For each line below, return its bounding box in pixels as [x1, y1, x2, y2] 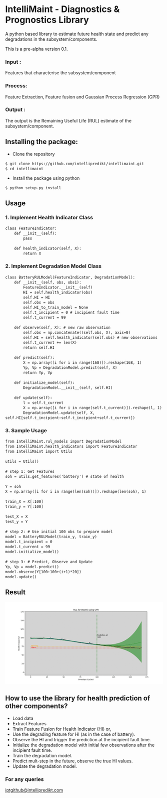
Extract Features [12, 720, 46, 726]
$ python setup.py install [5, 185, 61, 190]
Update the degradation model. [12, 763, 77, 769]
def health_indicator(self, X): [14, 246, 81, 251]
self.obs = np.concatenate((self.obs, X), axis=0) [23, 330, 131, 335]
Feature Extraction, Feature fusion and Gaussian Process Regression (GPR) [5, 94, 160, 100]
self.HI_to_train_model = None [23, 305, 88, 310]
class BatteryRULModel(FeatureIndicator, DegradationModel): [5, 275, 135, 280]
